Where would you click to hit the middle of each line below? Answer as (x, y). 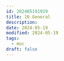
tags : (13, 38)
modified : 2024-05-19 (32, 33)
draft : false (22, 49)
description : (22, 22)
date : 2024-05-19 (27, 28)
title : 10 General (28, 17)
